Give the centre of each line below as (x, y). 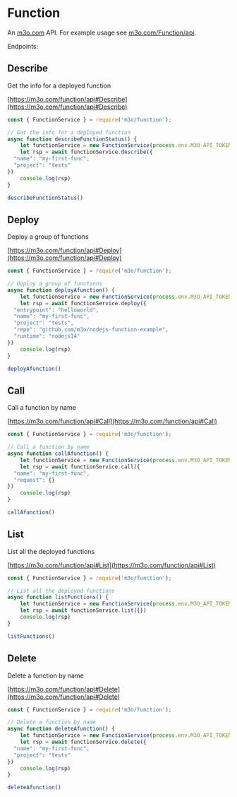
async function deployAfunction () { (61, 290)
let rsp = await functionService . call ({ (80, 467)
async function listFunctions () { (58, 597)
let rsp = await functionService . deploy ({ (83, 303)
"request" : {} (34, 480)
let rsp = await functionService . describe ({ (86, 152)
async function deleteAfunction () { (61, 729)
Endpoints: (23, 46)
